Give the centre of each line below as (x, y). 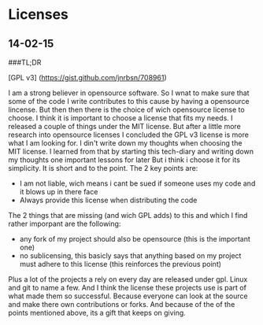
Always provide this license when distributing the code (108, 200)
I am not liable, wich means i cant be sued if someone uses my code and (137, 183)
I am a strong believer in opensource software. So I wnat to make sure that (129, 93)
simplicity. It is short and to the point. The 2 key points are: (103, 168)
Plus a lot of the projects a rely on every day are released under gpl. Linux (128, 279)
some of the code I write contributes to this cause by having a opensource (129, 101)
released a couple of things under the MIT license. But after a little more (125, 126)
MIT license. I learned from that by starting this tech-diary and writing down (131, 151)
